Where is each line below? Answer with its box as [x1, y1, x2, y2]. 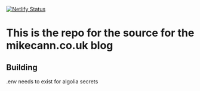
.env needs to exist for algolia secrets [6, 78, 99, 85]
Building [6, 62, 38, 72]
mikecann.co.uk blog [6, 39, 113, 53]
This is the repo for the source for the [6, 27, 195, 40]
